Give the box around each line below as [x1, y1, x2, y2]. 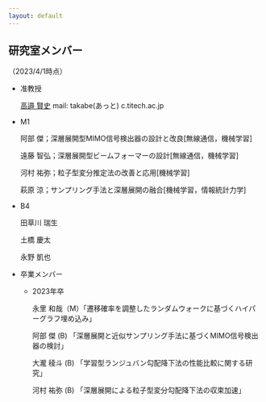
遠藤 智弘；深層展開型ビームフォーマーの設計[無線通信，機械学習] [19, 151, 239, 161]
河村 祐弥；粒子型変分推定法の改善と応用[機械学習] [19, 168, 190, 178]
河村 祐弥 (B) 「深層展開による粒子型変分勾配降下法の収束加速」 [31, 385, 246, 396]
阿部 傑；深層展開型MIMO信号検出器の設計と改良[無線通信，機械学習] [19, 134, 252, 144]
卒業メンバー [19, 270, 63, 279]
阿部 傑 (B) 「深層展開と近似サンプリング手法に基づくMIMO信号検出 [31, 331, 260, 341]
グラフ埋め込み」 [39, 314, 97, 324]
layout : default [8, 11, 63, 20]
